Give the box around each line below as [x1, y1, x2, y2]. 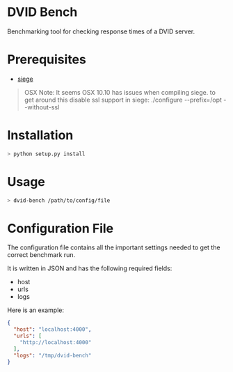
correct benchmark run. [7, 251, 75, 259]
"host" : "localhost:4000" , [13, 326, 92, 333]
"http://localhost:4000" [19, 339, 92, 346]
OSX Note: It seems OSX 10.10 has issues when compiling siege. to [24, 88, 216, 96]
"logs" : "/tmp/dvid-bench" [13, 352, 92, 359]
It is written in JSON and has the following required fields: [7, 264, 172, 272]
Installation [7, 127, 74, 144]
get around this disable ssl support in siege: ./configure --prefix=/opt [24, 95, 223, 104]
